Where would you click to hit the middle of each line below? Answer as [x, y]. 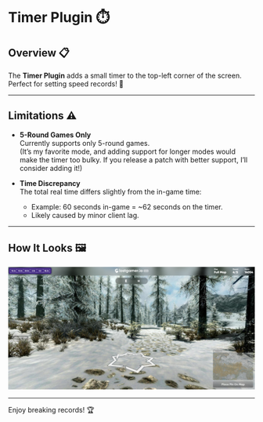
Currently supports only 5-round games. [85, 143]
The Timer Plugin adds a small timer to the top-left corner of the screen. [125, 75]
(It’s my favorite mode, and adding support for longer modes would [128, 151]
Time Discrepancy [50, 183]
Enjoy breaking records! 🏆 [51, 409]
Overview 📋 [39, 53]
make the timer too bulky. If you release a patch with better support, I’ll [133, 159]
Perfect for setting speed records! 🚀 [66, 84]
